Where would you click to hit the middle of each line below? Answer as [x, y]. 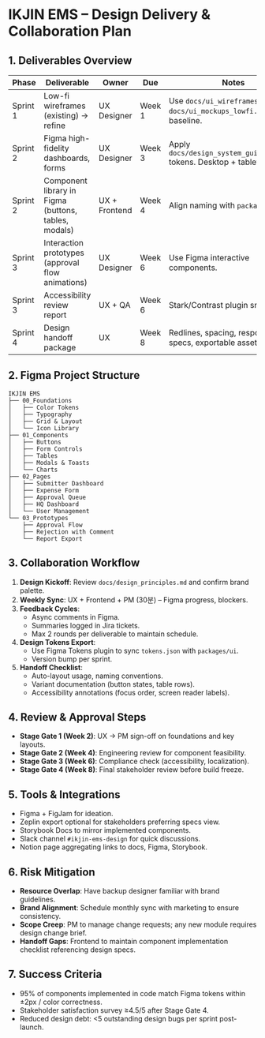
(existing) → [66, 116]
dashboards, [67, 158]
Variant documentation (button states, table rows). [113, 684]
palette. [32, 590]
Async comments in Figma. [75, 616]
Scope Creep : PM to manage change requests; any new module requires [138, 924]
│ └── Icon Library [44, 428]
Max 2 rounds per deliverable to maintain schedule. [115, 634]
